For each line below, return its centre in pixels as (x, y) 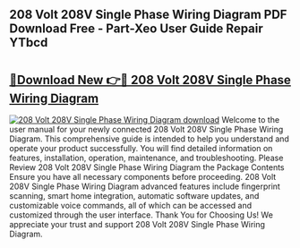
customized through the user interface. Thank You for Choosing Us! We (141, 215)
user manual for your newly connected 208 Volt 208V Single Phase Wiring (146, 129)
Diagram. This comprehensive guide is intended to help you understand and (149, 139)
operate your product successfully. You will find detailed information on (141, 148)
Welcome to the (251, 120)
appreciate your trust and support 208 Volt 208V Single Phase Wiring (137, 224)
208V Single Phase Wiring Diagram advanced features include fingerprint (145, 186)
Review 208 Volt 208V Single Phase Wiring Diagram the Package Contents (147, 167)
